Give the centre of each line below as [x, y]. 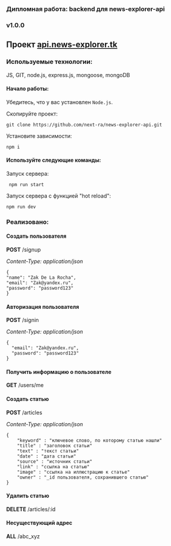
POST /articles [24, 412]
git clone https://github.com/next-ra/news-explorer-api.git [84, 125]
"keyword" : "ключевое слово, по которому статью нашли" [90, 440]
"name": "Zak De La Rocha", [41, 278]
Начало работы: [28, 88]
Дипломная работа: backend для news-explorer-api [85, 9]
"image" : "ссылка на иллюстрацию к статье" [73, 472]
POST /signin [22, 320]
